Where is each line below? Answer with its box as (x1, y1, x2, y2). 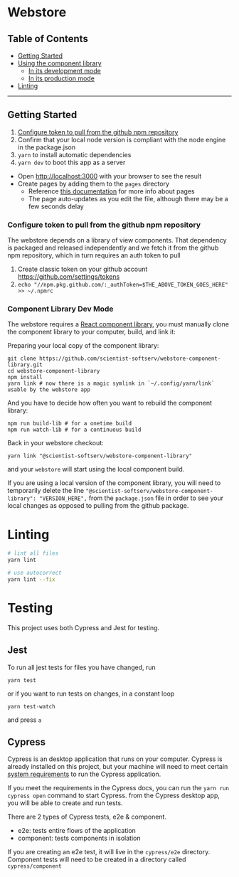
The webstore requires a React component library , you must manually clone (7, 320, 230, 329)
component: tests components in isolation (17, 834, 141, 843)
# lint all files (7, 550, 59, 557)
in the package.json (17, 143, 76, 152)
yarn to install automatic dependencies (17, 150, 132, 159)
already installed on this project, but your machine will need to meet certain (7, 762, 228, 771)
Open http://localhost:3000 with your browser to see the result (17, 171, 202, 180)
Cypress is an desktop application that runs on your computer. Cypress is (7, 755, 223, 763)
